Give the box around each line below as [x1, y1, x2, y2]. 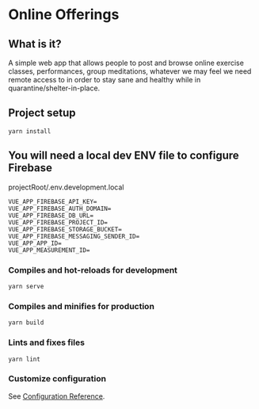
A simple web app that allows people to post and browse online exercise [8, 58, 244, 67]
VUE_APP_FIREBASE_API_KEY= [8, 197, 97, 205]
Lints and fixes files [8, 337, 86, 348]
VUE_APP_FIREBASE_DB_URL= [8, 212, 93, 220]
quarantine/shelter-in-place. [8, 83, 101, 93]
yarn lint [8, 355, 41, 363]
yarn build [8, 319, 44, 327]
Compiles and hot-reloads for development [8, 264, 178, 275]
